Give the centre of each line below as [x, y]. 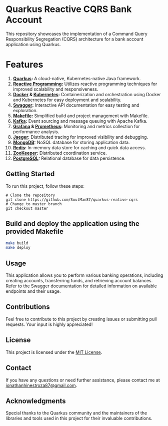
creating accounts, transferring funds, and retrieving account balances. [79, 281]
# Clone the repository [30, 195]
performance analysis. [36, 132]
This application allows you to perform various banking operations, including [84, 275]
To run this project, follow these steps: [45, 186]
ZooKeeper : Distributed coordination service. [60, 153]
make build [17, 243]
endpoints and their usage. [33, 291]
